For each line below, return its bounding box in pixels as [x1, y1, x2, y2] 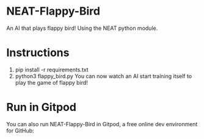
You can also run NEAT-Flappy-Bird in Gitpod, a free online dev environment [6, 120, 198, 127]
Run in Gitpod [6, 101, 76, 114]
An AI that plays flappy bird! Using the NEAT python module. [6, 24, 158, 32]
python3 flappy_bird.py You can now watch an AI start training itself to [15, 72, 192, 80]
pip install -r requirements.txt [15, 66, 89, 73]
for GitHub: [6, 127, 35, 134]
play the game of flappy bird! [15, 79, 89, 86]
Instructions [6, 46, 70, 60]
